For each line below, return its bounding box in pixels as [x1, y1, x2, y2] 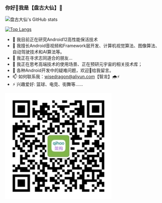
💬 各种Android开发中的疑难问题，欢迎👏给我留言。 [12, 68, 114, 74]
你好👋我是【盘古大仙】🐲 [5, 4, 63, 11]
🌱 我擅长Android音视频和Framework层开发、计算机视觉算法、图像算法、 [12, 43, 160, 49]
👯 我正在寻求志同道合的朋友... [12, 55, 73, 61]
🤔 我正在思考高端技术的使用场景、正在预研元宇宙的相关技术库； [12, 61, 143, 67]
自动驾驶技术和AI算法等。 [12, 49, 65, 55]
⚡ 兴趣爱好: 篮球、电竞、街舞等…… [12, 81, 83, 87]
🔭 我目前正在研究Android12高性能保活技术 [12, 37, 98, 42]
